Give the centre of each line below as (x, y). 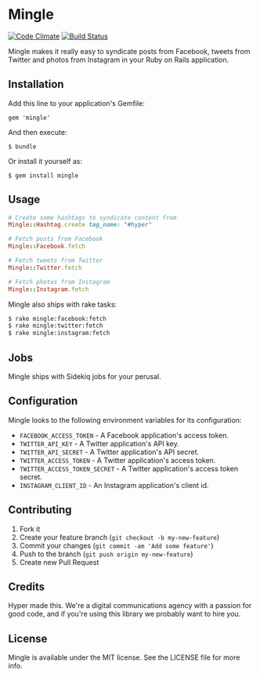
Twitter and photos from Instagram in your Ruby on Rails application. (119, 60)
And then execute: (38, 132)
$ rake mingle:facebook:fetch (58, 318)
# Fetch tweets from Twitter (56, 260)
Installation (36, 84)
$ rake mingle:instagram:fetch (59, 333)
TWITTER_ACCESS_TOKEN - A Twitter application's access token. (117, 460)
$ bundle (22, 147)
